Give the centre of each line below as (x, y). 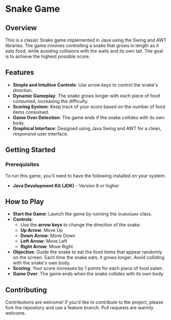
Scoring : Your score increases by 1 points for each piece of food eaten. (88, 268)
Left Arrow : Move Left (44, 241)
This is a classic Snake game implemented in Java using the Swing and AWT (86, 40)
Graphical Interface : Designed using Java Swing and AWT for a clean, (87, 128)
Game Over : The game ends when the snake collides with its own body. (89, 274)
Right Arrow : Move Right (47, 247)
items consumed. (31, 112)
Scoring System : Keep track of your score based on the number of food (89, 106)
